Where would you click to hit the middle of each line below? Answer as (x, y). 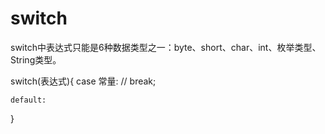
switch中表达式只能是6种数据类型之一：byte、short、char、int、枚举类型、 (166, 47)
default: (28, 100)
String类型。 (36, 59)
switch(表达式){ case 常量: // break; (83, 81)
